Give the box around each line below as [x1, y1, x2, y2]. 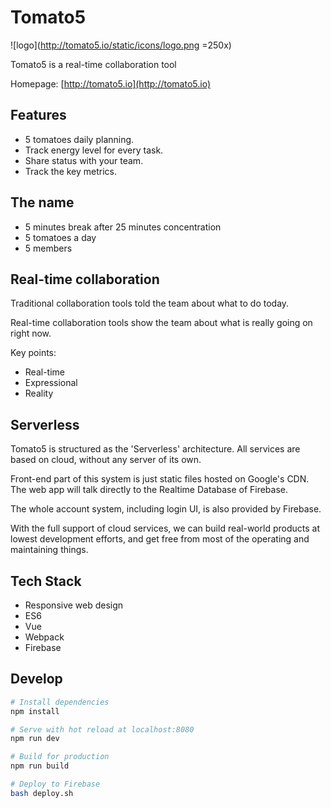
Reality [24, 387, 54, 400]
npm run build [10, 761, 70, 771]
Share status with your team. [24, 154, 144, 166]
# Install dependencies [10, 697, 110, 707]
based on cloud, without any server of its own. [10, 454, 202, 466]
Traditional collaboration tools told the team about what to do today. [10, 297, 290, 310]
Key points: [10, 347, 57, 359]
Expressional [24, 377, 78, 389]
